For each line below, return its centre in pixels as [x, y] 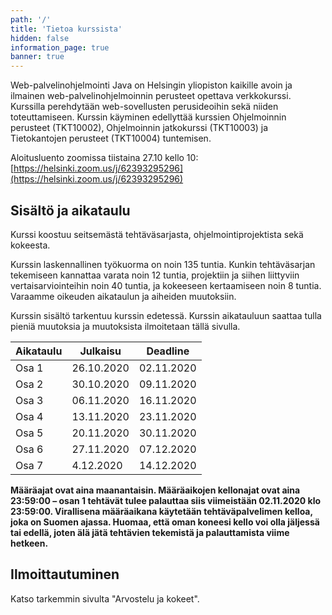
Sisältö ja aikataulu [70, 210]
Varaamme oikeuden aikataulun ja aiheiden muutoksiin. [123, 296]
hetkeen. [29, 543]
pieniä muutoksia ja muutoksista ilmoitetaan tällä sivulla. [125, 326]
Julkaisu [100, 351]
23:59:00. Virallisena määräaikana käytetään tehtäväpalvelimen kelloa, [161, 511]
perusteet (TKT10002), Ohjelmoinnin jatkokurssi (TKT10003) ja [139, 128]
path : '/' [31, 19]
